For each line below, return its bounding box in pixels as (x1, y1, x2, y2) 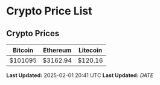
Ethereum (43, 46, 72, 54)
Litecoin (78, 46, 103, 54)
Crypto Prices (6, 28, 60, 39)
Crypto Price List (6, 4, 92, 18)
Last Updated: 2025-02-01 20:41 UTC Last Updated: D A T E (6, 72, 154, 79)
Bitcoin (13, 46, 34, 54)
